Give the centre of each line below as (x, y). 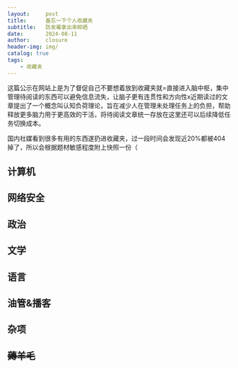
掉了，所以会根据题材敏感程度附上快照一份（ (73, 147)
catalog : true (28, 54)
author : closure (38, 40)
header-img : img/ (33, 47)
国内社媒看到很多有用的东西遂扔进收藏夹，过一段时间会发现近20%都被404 (117, 138)
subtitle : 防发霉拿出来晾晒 (48, 27)
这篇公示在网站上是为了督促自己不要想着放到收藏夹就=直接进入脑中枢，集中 (118, 88)
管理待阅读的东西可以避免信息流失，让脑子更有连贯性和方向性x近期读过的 (114, 96)
